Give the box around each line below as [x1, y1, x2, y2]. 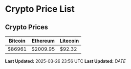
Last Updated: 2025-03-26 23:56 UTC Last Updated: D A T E [5, 58, 126, 64]
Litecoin [59, 38, 79, 44]
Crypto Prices [5, 23, 48, 31]
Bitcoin [8, 38, 26, 44]
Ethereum [31, 38, 55, 44]
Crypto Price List [5, 3, 75, 15]
